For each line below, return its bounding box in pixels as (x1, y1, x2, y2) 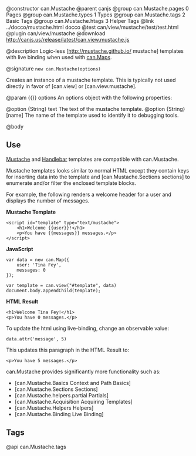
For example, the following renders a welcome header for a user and (6, 191, 172, 198)
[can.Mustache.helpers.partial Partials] (14, 391, 109, 398)
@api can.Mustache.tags (6, 443, 66, 450)
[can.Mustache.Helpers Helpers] (14, 404, 94, 411)
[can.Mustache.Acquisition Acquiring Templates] (14, 398, 133, 405)
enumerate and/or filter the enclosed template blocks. (6, 179, 137, 187)
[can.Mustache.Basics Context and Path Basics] (14, 379, 131, 386)
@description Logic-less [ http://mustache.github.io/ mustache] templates (6, 48, 184, 55)
